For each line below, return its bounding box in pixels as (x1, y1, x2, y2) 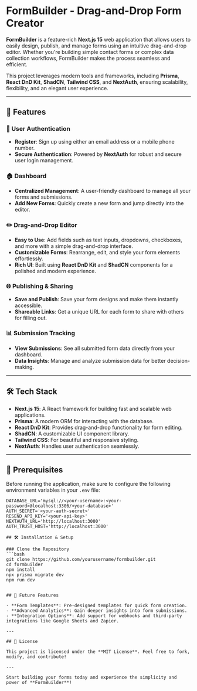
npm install (6, 567, 35, 573)
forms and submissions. (14, 193, 73, 200)
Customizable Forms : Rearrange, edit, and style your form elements (14, 249, 181, 256)
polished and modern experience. (14, 268, 97, 275)
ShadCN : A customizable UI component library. (14, 430, 130, 437)
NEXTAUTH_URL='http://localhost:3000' (6, 519, 101, 525)
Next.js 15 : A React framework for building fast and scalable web (14, 405, 172, 412)
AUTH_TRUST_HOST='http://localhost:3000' (6, 523, 109, 530)
